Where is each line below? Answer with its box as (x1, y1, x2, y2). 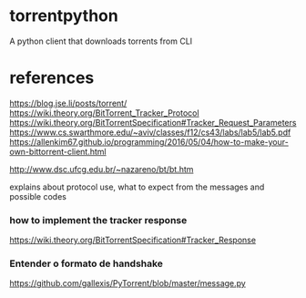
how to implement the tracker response (9, 213, 188, 226)
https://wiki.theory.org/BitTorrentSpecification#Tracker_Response (9, 234, 257, 246)
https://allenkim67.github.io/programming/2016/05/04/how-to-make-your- (9, 136, 289, 147)
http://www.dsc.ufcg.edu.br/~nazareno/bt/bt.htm (9, 163, 194, 174)
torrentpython (9, 5, 118, 26)
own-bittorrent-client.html (9, 146, 107, 157)
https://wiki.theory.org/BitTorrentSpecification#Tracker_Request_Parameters (9, 117, 297, 128)
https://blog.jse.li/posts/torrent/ (9, 98, 127, 108)
